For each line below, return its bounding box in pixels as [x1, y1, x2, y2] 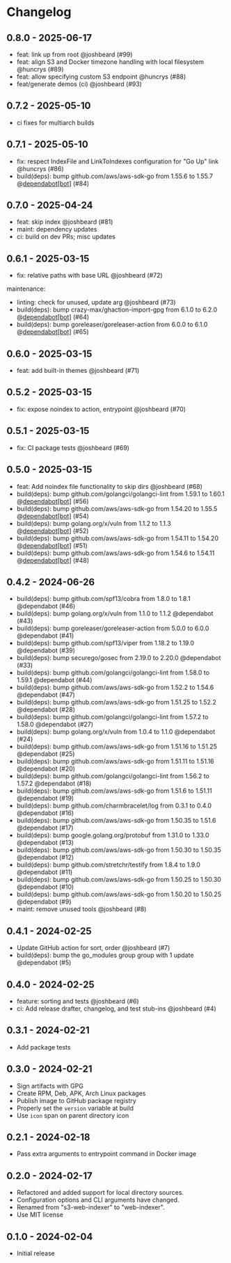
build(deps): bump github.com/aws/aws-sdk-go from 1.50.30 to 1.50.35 [16, 846, 221, 854]
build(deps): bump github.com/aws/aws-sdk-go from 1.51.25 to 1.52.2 [16, 698, 216, 707]
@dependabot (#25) [16, 750, 75, 758]
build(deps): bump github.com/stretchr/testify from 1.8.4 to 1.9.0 [16, 860, 201, 869]
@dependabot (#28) [16, 705, 76, 714]
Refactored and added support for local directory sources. [16, 1189, 184, 1197]
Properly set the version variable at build [16, 1104, 134, 1112]
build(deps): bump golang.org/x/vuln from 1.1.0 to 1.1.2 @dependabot [16, 609, 214, 618]
